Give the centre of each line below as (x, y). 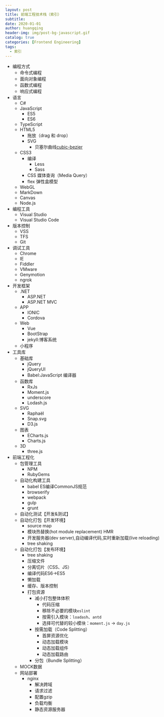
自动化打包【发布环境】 (44, 549)
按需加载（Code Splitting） (62, 629)
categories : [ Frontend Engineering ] (43, 42)
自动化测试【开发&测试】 (45, 514)
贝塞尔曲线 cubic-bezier (59, 147)
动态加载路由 (55, 654)
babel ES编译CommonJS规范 (57, 486)
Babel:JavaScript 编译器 (52, 375)
